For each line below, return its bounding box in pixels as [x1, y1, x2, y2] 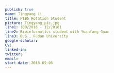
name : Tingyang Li [5, 12, 42, 16]
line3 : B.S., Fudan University [5, 34, 68, 39]
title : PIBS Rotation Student [5, 16, 66, 21]
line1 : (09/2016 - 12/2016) [5, 25, 62, 30]
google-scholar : [5, 38, 38, 43]
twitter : [5, 51, 23, 57]
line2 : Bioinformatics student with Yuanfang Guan [5, 29, 110, 34]
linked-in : [5, 47, 27, 52]
